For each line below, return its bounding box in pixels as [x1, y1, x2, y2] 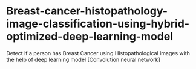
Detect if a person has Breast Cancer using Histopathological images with [6, 49, 191, 56]
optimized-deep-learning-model [6, 30, 174, 43]
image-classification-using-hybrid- [6, 17, 189, 31]
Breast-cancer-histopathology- [6, 4, 168, 18]
